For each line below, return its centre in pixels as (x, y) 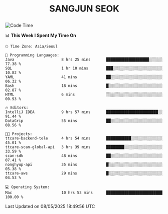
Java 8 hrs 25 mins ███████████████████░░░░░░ (84, 60)
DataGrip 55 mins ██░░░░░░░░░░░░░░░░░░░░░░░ (84, 121)
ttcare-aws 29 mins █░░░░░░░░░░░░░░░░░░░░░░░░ (84, 173)
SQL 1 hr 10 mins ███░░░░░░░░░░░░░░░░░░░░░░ (84, 68)
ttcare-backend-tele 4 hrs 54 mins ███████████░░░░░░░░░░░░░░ (84, 138)
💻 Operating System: (28, 187)
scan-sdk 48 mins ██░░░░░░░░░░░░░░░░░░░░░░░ (84, 156)
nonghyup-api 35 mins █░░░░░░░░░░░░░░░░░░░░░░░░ (84, 165)
